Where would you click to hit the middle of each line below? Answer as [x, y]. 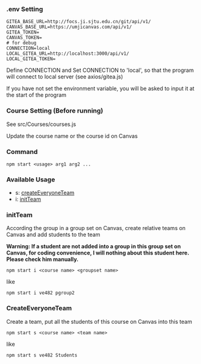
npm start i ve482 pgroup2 [41, 293]
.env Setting [25, 9]
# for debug [21, 43]
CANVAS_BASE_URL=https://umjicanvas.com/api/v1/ [69, 27]
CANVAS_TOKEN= [24, 38]
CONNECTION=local [28, 48]
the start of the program [37, 95]
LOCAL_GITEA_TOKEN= [31, 59]
